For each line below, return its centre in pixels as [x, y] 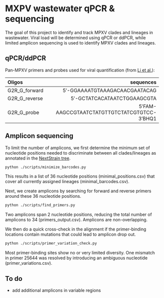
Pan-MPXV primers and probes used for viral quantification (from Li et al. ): [80, 70]
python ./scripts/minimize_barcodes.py [46, 167]
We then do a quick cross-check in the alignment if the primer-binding [76, 229]
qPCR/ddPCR [26, 58]
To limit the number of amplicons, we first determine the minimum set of [78, 148]
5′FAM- [148, 106]
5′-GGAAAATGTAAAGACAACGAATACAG [110, 90]
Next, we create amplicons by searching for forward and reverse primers [78, 191]
